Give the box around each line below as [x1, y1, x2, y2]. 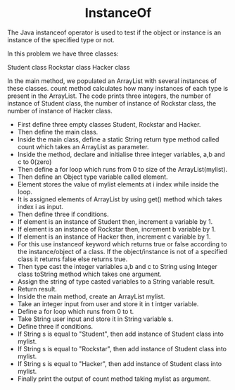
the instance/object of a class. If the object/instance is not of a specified [17, 247, 228, 256]
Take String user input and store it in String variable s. [17, 315, 174, 323]
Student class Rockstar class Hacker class [7, 63, 130, 71]
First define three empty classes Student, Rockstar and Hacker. [17, 120, 201, 128]
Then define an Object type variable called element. [17, 172, 168, 181]
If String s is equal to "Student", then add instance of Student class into [17, 329, 224, 338]
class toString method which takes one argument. [17, 270, 162, 278]
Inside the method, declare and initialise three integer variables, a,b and [17, 150, 225, 158]
